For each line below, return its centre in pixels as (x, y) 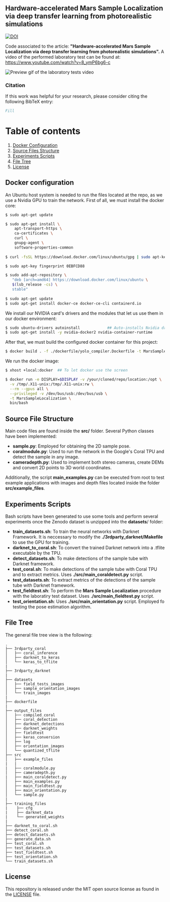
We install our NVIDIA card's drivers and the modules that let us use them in (84, 313)
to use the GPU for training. (41, 542)
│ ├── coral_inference (31, 653)
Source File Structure (39, 419)
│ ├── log (18, 742)
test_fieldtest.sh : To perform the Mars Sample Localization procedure (87, 590)
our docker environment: (31, 318)
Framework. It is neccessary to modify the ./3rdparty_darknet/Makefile (88, 537)
